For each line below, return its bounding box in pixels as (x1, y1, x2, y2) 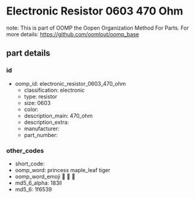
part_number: (24, 131, 58, 138)
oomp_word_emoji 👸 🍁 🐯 (14, 173, 75, 180)
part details (6, 48, 51, 59)
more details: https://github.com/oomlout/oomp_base (6, 30, 139, 37)
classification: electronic (24, 86, 85, 94)
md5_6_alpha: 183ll (14, 179, 62, 187)
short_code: (14, 160, 45, 167)
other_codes (6, 146, 44, 155)
